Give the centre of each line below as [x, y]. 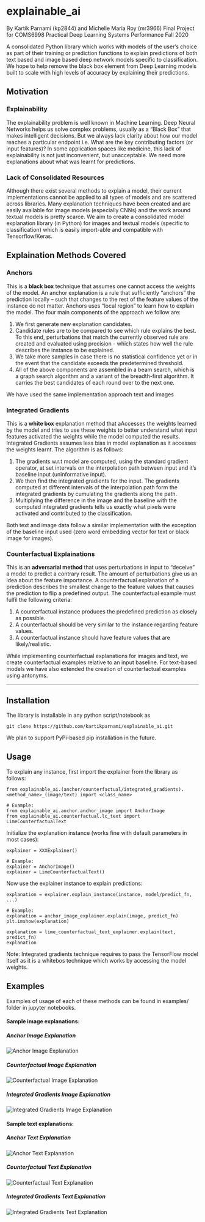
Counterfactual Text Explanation [49, 1167]
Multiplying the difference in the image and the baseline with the [96, 500]
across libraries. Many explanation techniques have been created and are [99, 204]
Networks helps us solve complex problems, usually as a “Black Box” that [99, 129]
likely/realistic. [33, 644]
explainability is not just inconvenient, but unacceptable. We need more [96, 155]
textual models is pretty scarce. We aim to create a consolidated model [95, 217]
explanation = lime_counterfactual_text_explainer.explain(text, [91, 932]
